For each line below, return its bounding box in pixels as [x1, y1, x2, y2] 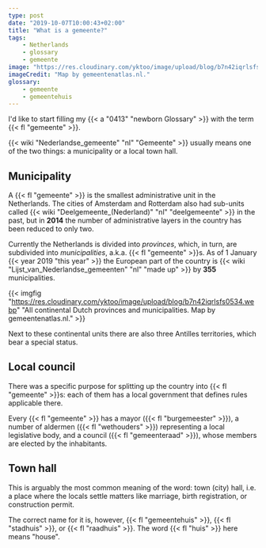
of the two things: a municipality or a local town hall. [8, 147, 178, 156]
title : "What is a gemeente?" [8, 26, 108, 34]
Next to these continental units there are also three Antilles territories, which [8, 329, 256, 339]
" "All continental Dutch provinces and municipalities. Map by [16, 306, 216, 315]
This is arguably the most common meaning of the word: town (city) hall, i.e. [8, 482, 256, 492]
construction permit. [8, 500, 75, 509]
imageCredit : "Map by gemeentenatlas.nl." [8, 70, 150, 78]
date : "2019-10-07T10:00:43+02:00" [8, 19, 126, 27]
